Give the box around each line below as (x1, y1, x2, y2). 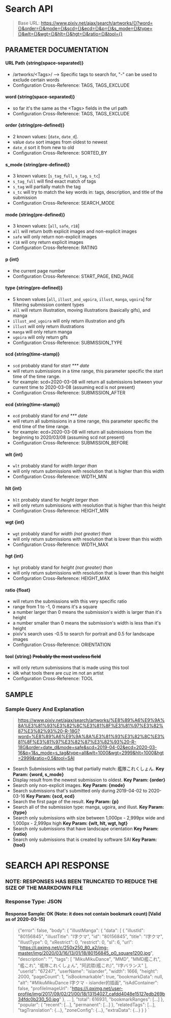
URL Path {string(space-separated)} (5, 60, 84, 66)
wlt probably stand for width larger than (12, 463, 97, 469)
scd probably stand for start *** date (12, 362, 90, 368)
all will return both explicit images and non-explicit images (12, 228, 137, 235)
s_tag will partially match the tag (12, 184, 81, 190)
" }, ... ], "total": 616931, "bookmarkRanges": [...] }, (59, 996, 164, 1003)
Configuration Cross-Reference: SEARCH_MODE (12, 200, 115, 206)
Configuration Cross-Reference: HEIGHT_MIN (12, 507, 108, 513)
